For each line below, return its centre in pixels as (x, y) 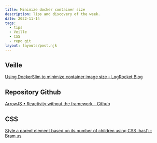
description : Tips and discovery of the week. (53, 14)
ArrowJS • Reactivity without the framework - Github (57, 104)
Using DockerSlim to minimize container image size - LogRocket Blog (74, 77)
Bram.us (13, 136)
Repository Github (33, 92)
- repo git (20, 41)
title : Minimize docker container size (45, 9)
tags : (10, 23)
